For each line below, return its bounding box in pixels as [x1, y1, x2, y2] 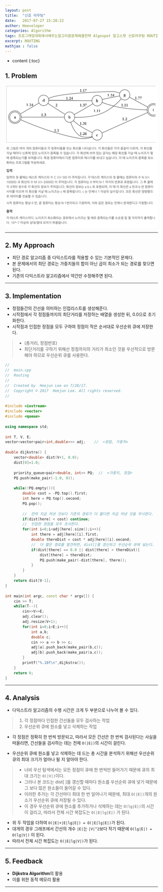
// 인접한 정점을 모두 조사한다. [22, 522, 80, 527]
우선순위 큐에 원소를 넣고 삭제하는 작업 [24, 724, 97, 729]
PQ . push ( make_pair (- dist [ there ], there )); [39, 558, 127, 563]
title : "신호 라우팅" [5, 13, 46, 18]
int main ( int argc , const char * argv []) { [5, 594, 95, 599]
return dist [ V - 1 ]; [14, 578, 51, 583]
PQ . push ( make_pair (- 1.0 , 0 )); [14, 475, 75, 480]
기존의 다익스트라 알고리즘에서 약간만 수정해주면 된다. [12, 273, 114, 279]
